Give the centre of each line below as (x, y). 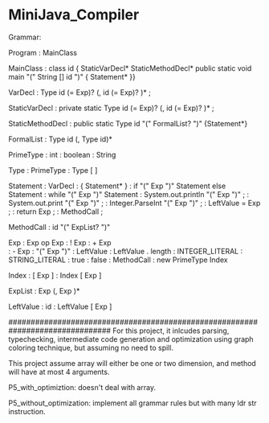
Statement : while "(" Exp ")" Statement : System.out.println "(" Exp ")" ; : (129, 194)
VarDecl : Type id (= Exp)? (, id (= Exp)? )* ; (79, 92)
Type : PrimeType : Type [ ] (53, 170)
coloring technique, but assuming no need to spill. (91, 347)
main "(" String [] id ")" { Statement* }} (72, 76)
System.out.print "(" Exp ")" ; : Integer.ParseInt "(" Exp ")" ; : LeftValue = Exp (134, 203)
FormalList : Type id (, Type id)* (60, 139)
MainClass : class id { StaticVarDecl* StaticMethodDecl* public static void (130, 68)
